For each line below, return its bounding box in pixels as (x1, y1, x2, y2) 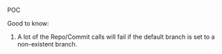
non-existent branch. (17, 40, 78, 48)
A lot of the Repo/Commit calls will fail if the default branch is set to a (17, 33, 215, 41)
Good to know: (7, 19, 50, 27)
